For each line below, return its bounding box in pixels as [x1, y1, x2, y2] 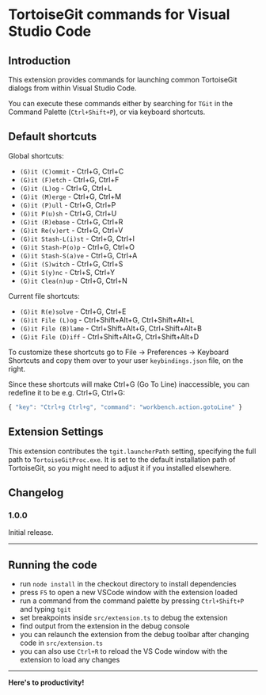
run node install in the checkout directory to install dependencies [19, 579, 237, 588]
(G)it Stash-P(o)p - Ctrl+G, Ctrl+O [19, 242, 135, 251]
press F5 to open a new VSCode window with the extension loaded [19, 588, 237, 597]
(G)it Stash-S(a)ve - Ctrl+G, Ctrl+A [19, 250, 138, 260]
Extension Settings [8, 426, 104, 439]
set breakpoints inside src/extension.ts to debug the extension [19, 613, 228, 622]
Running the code [8, 558, 97, 571]
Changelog [8, 486, 64, 499]
